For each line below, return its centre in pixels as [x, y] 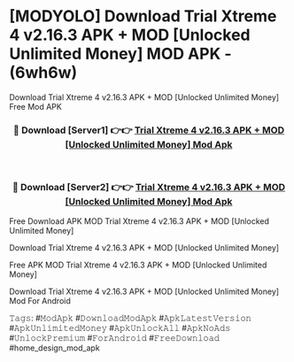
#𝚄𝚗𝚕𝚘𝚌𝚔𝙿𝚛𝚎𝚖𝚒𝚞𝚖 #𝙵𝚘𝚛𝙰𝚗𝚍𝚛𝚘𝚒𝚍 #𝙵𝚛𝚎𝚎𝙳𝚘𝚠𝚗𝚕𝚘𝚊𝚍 [114, 337]
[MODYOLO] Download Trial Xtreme [143, 16]
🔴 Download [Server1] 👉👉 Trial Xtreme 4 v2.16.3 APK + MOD [149, 130]
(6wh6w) [43, 73]
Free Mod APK [35, 106]
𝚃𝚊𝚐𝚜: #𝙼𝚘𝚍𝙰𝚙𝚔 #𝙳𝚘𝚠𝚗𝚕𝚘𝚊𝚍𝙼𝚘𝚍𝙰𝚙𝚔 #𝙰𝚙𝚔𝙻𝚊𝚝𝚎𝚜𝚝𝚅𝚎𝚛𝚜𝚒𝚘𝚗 [131, 318]
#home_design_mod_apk [54, 348]
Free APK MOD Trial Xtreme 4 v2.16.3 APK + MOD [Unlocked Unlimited [138, 265]
